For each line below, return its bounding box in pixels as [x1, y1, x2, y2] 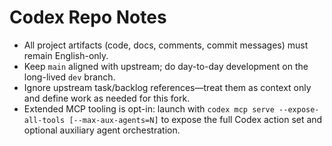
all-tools [23, 115, 66, 125]
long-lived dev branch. [23, 71, 116, 83]
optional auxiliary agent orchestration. [23, 124, 181, 136]
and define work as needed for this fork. [23, 92, 191, 104]
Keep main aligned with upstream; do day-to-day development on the [23, 60, 309, 72]
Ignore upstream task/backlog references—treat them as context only [23, 81, 312, 93]
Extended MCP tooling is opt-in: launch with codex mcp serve [23, 102, 275, 115]
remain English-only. [23, 49, 109, 61]
